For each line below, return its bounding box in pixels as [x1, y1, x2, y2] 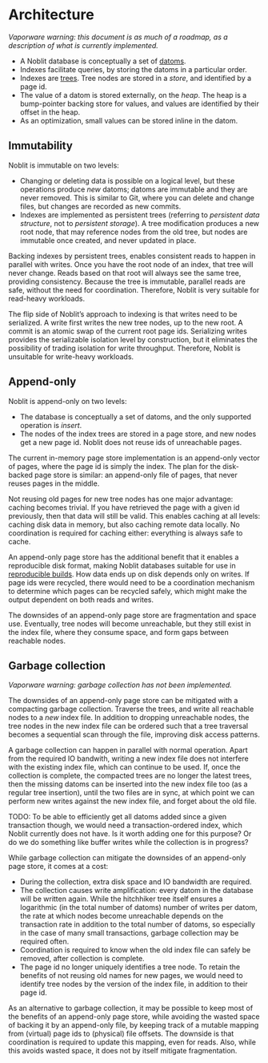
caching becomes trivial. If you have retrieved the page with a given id [8, 503, 240, 512]
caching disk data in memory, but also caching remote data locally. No [8, 519, 240, 529]
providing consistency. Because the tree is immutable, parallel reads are [8, 277, 246, 286]
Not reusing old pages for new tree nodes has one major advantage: [8, 494, 234, 503]
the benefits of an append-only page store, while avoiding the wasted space [8, 1012, 260, 1021]
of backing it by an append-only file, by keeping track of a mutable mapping [8, 1021, 259, 1030]
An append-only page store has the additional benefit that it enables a [8, 552, 239, 562]
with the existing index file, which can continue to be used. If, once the [8, 762, 241, 772]
